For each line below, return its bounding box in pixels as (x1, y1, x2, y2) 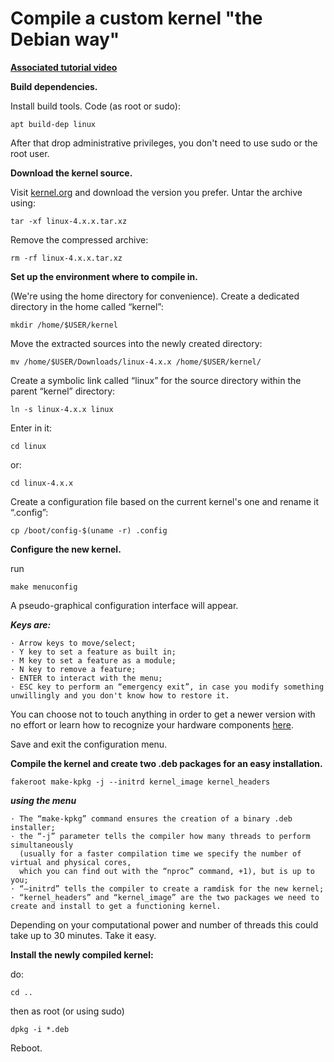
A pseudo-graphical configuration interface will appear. (10, 599, 239, 611)
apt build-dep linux (10, 119, 97, 129)
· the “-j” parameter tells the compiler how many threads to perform (10, 831, 311, 841)
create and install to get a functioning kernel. (10, 901, 222, 911)
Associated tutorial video (10, 61, 118, 73)
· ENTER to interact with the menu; (10, 673, 163, 683)
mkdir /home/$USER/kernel (10, 320, 118, 330)
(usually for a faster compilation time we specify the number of (19, 848, 302, 859)
